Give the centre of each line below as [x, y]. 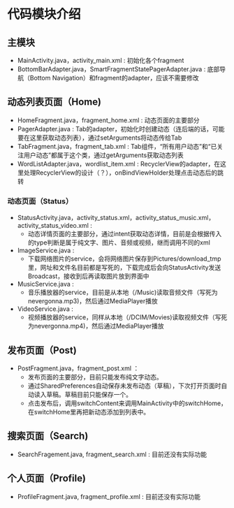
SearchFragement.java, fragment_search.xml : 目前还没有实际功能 [112, 454]
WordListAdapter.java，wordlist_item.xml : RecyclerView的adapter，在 [119, 164]
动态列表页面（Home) [54, 102]
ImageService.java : [46, 251]
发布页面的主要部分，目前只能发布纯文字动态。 [95, 377]
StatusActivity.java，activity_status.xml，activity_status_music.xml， [116, 218]
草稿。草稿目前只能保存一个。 [89, 394]
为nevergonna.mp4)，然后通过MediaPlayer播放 [96, 326]
